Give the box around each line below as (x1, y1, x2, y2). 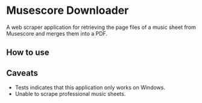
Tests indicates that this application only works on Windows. (14, 84, 166, 91)
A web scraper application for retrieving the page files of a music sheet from (6, 23, 196, 31)
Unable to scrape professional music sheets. (14, 90, 126, 98)
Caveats (6, 67, 38, 78)
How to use (6, 48, 49, 58)
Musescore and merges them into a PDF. (6, 30, 107, 37)
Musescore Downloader (6, 4, 129, 17)
